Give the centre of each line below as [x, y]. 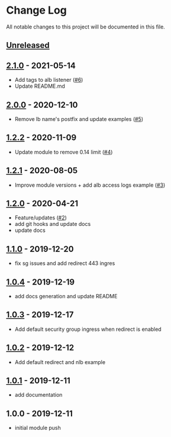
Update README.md [40, 86]
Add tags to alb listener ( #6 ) [49, 80]
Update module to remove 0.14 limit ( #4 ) [64, 152]
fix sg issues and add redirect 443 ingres [65, 263]
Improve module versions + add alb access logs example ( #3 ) [90, 185]
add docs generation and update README [66, 296]
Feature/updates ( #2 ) [41, 218]
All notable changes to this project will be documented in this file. [86, 27]
